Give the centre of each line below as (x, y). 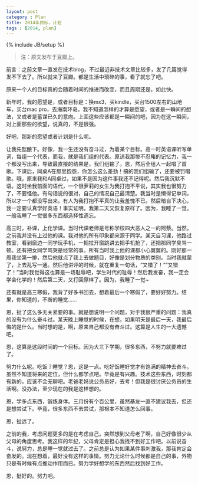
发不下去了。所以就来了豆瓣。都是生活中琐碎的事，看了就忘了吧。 (86, 77)
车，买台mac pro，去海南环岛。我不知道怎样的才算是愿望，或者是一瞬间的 (96, 109)
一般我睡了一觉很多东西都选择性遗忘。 (52, 215)
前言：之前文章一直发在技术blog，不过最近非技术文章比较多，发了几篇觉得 (97, 70)
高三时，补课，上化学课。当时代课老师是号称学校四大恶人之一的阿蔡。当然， (99, 228)
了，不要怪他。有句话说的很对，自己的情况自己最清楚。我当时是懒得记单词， (99, 194)
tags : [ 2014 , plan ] (32, 28)
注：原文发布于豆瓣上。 (49, 57)
